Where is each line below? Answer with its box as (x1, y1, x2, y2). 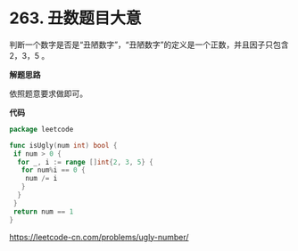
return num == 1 (12, 206, 74, 216)
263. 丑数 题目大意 (9, 8, 142, 28)
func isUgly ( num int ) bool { (9, 141, 118, 150)
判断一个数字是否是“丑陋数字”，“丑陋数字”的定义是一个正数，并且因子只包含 (9, 39, 289, 50)
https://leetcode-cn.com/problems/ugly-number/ (9, 231, 189, 242)
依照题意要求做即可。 (9, 88, 87, 99)
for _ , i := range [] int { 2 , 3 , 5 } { (17, 158, 153, 166)
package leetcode (9, 125, 74, 134)
